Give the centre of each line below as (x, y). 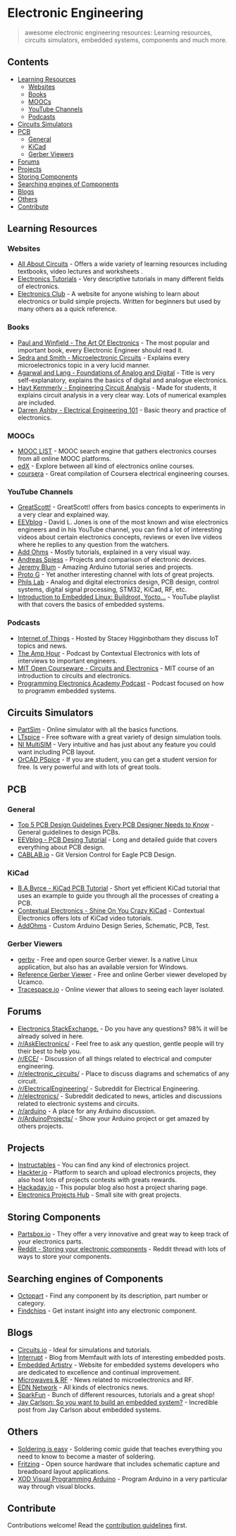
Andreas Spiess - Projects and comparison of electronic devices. (112, 560)
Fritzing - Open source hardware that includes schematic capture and (119, 1463)
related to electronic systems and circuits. (78, 1103)
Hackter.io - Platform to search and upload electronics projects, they (117, 1172)
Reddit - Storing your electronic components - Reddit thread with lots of (122, 1249)
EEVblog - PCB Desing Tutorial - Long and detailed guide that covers (117, 840)
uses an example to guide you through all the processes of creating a (118, 896)
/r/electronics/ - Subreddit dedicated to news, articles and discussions (120, 1096)
